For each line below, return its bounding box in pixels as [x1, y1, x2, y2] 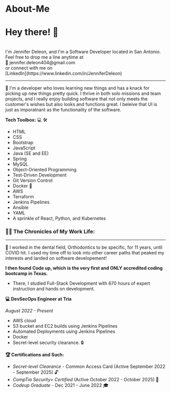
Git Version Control [12, 177, 53, 184]
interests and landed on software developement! [5, 255, 107, 261]
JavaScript [12, 145, 36, 151]
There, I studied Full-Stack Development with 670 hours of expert [12, 280, 150, 286]
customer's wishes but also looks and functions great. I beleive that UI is [5, 101, 158, 108]
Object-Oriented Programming [12, 167, 77, 173]
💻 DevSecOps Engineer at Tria [5, 296, 72, 302]
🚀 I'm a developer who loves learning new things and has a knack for [5, 85, 150, 91]
